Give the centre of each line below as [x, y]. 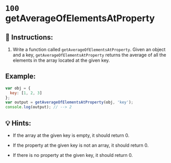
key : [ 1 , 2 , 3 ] [26, 93]
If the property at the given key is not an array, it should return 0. [81, 145]
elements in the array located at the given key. [61, 60]
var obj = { [18, 88]
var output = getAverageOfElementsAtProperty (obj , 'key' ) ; [69, 102]
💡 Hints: [18, 123]
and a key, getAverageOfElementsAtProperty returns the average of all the [89, 55]
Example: [20, 76]
